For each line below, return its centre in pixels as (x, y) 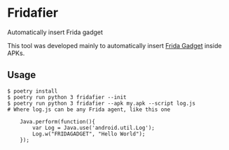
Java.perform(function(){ (58, 121)
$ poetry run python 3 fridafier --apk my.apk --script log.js (102, 103)
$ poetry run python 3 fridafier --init (67, 97)
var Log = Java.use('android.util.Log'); (94, 128)
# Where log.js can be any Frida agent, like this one (89, 110)
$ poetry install (33, 91)
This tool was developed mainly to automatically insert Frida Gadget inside (114, 45)
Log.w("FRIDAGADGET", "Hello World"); (89, 134)
